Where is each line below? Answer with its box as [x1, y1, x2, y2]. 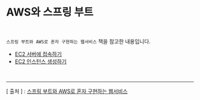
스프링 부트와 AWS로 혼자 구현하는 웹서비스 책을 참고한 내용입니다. [6, 37, 151, 45]
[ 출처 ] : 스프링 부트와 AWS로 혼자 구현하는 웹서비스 [6, 87, 128, 95]
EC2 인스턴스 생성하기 [14, 58, 67, 65]
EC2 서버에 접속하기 [14, 50, 62, 57]
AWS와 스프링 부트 [6, 5, 93, 19]
